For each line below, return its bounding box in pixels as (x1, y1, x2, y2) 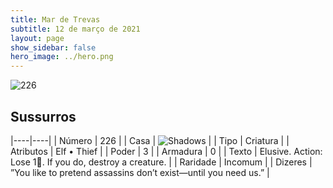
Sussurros (10, 108, 77, 125)
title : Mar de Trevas (10, 14, 101, 25)
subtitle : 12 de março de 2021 (10, 24, 141, 34)
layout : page (10, 33, 65, 43)
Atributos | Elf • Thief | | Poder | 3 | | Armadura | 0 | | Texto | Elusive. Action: (10, 145, 323, 157)
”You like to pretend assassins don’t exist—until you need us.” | (10, 166, 270, 178)
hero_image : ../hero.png (10, 52, 114, 62)
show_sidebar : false (10, 42, 97, 53)
